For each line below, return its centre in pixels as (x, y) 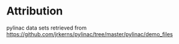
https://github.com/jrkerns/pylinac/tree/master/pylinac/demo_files (90, 34)
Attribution (35, 11)
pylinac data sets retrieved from (47, 28)
